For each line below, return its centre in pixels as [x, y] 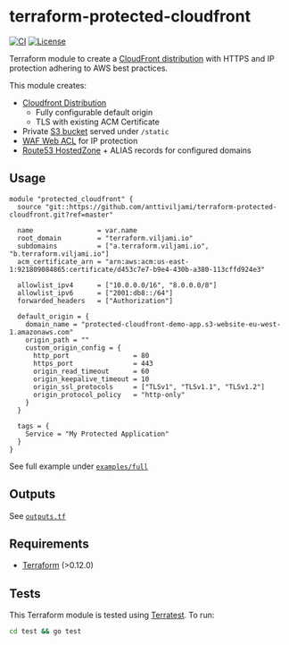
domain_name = [51, 324]
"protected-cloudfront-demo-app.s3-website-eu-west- [181, 324]
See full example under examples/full [79, 466]
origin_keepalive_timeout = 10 [91, 379]
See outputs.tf [37, 515]
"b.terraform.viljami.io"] [59, 254]
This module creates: [48, 85]
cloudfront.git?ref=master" [62, 215]
